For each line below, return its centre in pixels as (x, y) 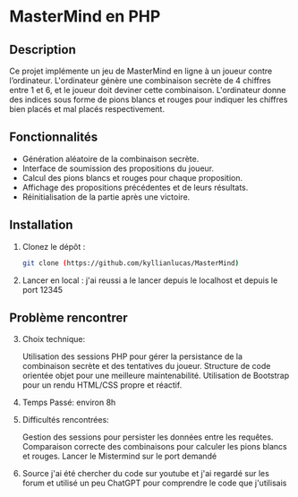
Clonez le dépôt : (54, 246)
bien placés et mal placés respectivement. (87, 109)
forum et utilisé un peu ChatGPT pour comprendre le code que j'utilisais (154, 483)
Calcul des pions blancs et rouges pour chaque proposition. (132, 177)
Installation (41, 225)
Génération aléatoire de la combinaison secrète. (111, 159)
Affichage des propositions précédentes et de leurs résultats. (135, 187)
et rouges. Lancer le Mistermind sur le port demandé (119, 456)
